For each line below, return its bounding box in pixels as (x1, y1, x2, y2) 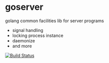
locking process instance (12, 32, 64, 38)
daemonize (12, 37, 36, 43)
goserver (5, 1, 43, 13)
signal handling (12, 27, 43, 33)
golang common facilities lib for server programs (5, 18, 105, 24)
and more (12, 43, 32, 49)
